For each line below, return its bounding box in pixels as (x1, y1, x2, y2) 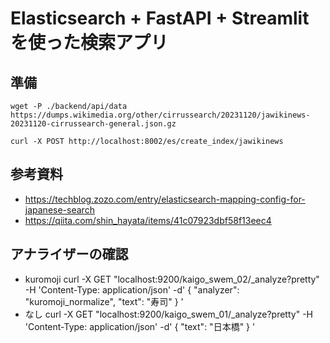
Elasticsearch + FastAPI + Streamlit (10, 7, 310, 30)
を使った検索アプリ (10, 32, 169, 54)
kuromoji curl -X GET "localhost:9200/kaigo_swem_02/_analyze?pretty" (24, 273, 320, 285)
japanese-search (24, 203, 95, 216)
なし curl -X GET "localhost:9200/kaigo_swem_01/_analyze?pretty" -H (24, 308, 313, 320)
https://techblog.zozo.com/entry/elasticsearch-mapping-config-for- (24, 193, 306, 205)
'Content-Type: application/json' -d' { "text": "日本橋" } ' (24, 320, 256, 332)
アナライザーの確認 (10, 246, 129, 263)
